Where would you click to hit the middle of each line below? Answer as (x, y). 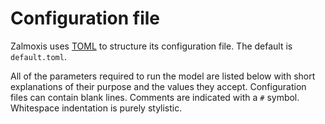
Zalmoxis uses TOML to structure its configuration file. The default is (151, 46)
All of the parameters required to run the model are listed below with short (163, 76)
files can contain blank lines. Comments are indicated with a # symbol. (155, 97)
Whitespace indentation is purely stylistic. (96, 108)
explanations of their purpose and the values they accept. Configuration (158, 86)
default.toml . (38, 56)
